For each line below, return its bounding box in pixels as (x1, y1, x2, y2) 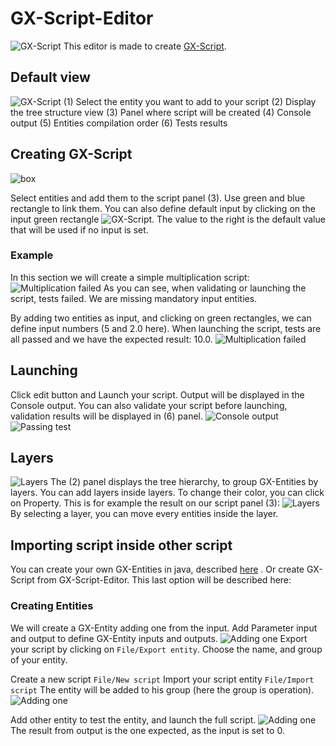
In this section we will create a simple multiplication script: (10, 271, 250, 283)
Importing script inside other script (10, 537, 233, 554)
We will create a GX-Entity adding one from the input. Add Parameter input (10, 622, 318, 634)
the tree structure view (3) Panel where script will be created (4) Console (10, 106, 312, 118)
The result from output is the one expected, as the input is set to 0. (10, 724, 285, 736)
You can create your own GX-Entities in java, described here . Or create (10, 563, 305, 576)
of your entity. (10, 653, 68, 666)
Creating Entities (10, 599, 94, 613)
